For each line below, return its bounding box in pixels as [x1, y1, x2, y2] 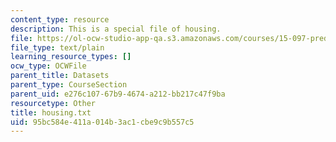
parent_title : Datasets [10, 71, 110, 81]
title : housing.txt [10, 107, 92, 118]
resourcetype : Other [10, 98, 97, 108]
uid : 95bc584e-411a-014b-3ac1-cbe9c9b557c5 [10, 117, 195, 127]
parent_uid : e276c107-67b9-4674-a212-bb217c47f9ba [10, 89, 226, 99]
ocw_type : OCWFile [10, 61, 87, 71]
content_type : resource [10, 14, 110, 25]
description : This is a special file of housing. [10, 24, 222, 34]
